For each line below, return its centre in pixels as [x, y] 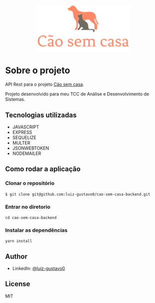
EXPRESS [22, 132]
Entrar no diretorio [28, 207]
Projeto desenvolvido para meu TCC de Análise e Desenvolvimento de [77, 94]
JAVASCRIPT [26, 127]
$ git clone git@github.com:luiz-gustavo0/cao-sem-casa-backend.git [78, 194]
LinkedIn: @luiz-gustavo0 [39, 269]
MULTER [21, 143]
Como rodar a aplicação [43, 169]
